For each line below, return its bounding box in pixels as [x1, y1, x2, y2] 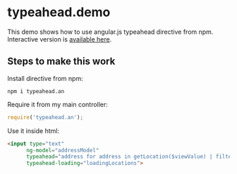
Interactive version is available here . [7, 35, 112, 43]
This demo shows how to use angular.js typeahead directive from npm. [7, 27, 214, 36]
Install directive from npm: [7, 74, 83, 82]
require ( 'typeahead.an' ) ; [7, 113, 83, 120]
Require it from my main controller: [7, 100, 108, 108]
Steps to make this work [7, 56, 116, 68]
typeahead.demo [7, 4, 111, 20]
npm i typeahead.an [7, 87, 65, 95]
